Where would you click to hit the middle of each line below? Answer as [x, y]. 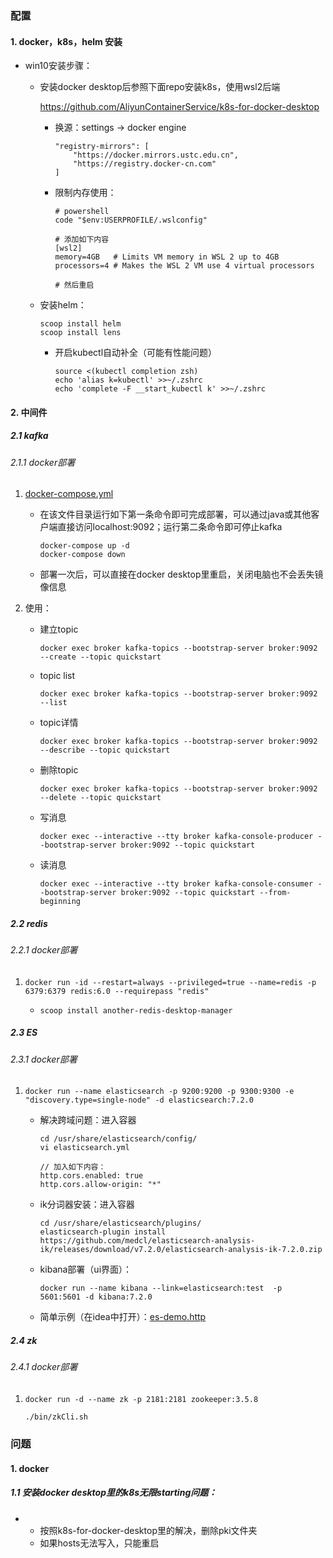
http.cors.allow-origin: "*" [100, 1185]
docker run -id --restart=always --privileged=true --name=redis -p [170, 982]
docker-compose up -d [84, 546]
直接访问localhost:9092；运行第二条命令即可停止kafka [170, 527]
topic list [57, 676]
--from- [275, 893]
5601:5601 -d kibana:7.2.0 [96, 1297]
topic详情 [59, 723]
